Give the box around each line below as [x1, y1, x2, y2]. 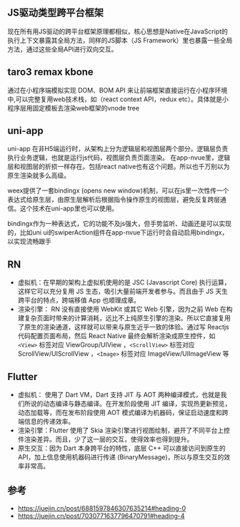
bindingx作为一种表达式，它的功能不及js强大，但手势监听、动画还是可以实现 [7, 220, 232, 228]
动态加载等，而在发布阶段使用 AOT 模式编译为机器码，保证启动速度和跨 [17, 409, 229, 417]
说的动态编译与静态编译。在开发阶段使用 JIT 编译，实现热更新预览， [30, 399, 231, 408]
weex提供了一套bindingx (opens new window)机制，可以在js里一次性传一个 [7, 186, 229, 195]
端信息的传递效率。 [17, 417, 75, 426]
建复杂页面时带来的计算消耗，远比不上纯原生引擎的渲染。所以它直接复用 [17, 314, 231, 322]
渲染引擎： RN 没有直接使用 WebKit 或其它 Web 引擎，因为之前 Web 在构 [17, 305, 233, 314]
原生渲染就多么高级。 [7, 171, 70, 180]
